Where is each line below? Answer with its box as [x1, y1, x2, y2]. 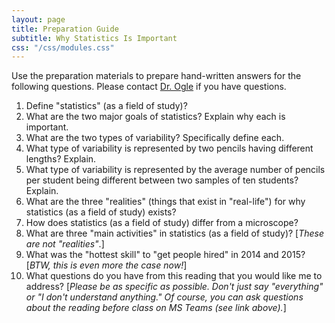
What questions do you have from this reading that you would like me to [25, 270, 323, 282]
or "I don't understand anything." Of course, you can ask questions [25, 291, 304, 303]
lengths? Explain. [25, 153, 97, 165]
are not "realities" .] [25, 238, 105, 250]
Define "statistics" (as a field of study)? [25, 100, 188, 112]
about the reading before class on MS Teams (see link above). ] [25, 302, 287, 314]
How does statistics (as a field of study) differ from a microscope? [25, 217, 299, 229]
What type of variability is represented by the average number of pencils [25, 164, 326, 176]
